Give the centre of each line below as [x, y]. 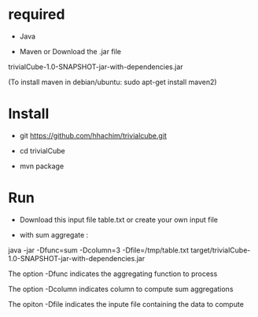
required [37, 15]
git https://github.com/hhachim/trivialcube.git [93, 135]
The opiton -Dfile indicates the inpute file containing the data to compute [126, 304]
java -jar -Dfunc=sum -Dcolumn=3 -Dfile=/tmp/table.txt [99, 250]
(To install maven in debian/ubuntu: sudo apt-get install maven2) [113, 82]
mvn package [42, 166]
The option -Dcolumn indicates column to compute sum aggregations [121, 289]
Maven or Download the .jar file [70, 51]
